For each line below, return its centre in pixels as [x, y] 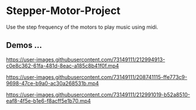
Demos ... [24, 45]
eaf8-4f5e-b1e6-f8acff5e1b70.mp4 [48, 101]
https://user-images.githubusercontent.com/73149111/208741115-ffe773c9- [97, 77]
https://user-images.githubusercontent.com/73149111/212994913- [86, 59]
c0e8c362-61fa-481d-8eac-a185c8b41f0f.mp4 [62, 66]
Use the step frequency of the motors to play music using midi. [82, 27]
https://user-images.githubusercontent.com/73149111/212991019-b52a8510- [98, 94]
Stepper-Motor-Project [63, 11]
